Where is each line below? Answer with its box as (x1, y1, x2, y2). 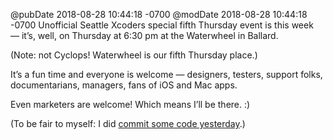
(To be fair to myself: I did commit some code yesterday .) (10, 118, 246, 129)
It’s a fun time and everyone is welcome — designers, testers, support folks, (10, 69, 323, 80)
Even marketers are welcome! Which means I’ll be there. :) (10, 99, 251, 110)
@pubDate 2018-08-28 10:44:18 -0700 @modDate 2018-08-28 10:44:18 (10, 9, 308, 20)
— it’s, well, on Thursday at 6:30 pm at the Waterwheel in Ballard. (10, 30, 279, 41)
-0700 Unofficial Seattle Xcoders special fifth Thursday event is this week (10, 19, 314, 31)
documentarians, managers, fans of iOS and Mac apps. (10, 79, 238, 91)
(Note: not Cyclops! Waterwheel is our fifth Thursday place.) (10, 49, 258, 61)
